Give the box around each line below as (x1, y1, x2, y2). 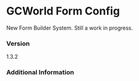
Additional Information (6, 68, 75, 77)
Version (6, 39, 30, 48)
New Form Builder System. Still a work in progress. (6, 24, 134, 31)
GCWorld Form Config (6, 4, 120, 18)
